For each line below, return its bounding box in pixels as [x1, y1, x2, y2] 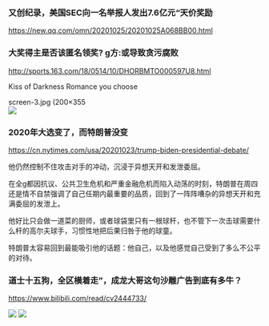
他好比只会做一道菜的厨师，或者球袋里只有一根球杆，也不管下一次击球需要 [8, 215, 254, 225]
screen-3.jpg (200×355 [8, 97, 86, 107]
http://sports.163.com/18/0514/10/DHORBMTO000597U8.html [8, 66, 211, 75]
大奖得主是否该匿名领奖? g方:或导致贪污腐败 [8, 47, 179, 58]
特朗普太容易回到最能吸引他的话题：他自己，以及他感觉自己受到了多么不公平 [8, 243, 261, 252]
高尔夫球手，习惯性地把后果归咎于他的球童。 [29, 226, 177, 235]
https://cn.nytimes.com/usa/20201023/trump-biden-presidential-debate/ [8, 145, 250, 155]
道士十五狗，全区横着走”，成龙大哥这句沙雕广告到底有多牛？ [8, 275, 243, 286]
